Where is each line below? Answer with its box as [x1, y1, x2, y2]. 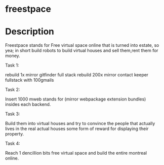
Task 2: [5, 87, 20, 93]
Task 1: [5, 63, 19, 68]
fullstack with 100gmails [5, 77, 54, 83]
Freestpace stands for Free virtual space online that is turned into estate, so [5, 42, 160, 48]
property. [5, 131, 24, 137]
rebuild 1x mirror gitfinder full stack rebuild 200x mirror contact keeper [5, 72, 149, 78]
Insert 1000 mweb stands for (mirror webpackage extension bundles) [5, 96, 146, 102]
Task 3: [5, 111, 20, 117]
